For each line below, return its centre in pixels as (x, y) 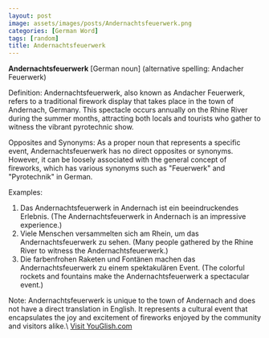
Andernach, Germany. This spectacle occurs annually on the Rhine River (128, 110)
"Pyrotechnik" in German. (51, 177)
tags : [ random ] (34, 38)
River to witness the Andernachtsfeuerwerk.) (94, 251)
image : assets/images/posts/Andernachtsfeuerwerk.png (100, 23)
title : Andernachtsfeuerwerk (57, 46)
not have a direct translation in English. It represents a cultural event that (128, 309)
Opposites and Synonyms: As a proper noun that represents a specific (124, 142)
